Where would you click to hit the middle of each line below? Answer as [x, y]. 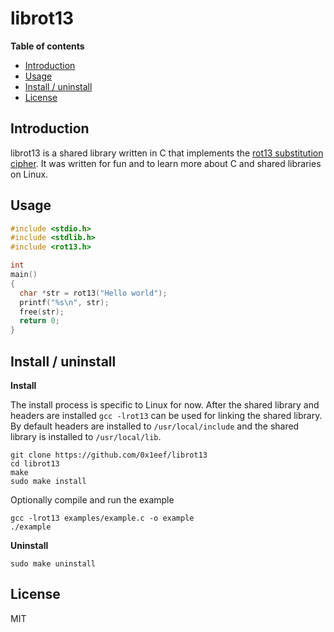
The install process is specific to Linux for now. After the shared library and [165, 405]
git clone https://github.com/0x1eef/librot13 [109, 455]
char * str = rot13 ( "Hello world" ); [93, 293]
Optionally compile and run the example [92, 500]
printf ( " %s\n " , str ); [64, 302]
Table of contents [47, 46]
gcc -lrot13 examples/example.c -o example [102, 518]
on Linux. [29, 174]
